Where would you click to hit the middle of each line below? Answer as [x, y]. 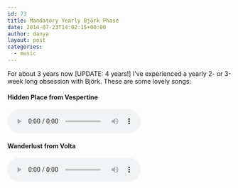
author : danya [28, 34]
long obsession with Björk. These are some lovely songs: [108, 81]
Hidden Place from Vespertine [53, 97]
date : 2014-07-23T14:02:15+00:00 [57, 27]
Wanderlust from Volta [42, 145]
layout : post [27, 40]
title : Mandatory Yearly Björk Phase [63, 21]
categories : [25, 47]
